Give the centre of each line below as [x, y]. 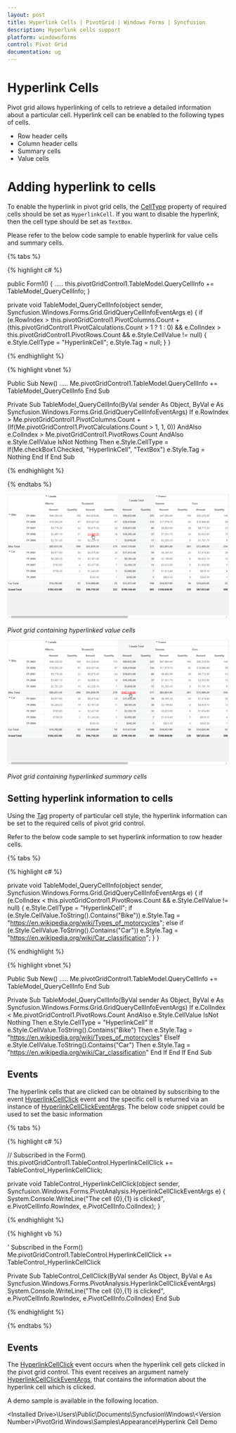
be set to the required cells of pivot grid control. [76, 823]
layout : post [26, 15]
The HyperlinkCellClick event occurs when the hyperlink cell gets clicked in [117, 1365]
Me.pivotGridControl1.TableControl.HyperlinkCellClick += [90, 1255]
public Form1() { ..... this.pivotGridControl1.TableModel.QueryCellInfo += [111, 283]
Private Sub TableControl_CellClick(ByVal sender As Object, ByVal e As [110, 1276]
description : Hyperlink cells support [64, 30]
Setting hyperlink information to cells [90, 799]
